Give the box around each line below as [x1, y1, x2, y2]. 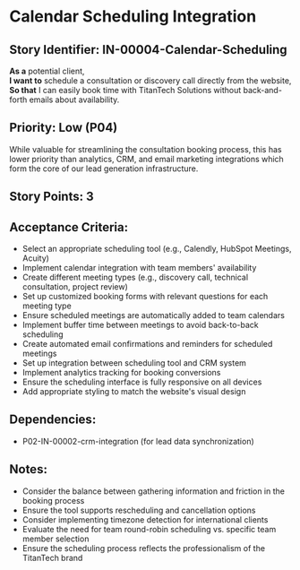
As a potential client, [9, 65, 85, 76]
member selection [21, 533, 90, 544]
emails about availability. [29, 94, 120, 105]
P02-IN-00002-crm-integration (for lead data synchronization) [21, 436, 255, 446]
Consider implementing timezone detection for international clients [21, 514, 269, 525]
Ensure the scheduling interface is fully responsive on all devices [21, 376, 262, 387]
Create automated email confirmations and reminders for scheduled [21, 339, 273, 350]
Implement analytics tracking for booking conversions [21, 367, 221, 378]
